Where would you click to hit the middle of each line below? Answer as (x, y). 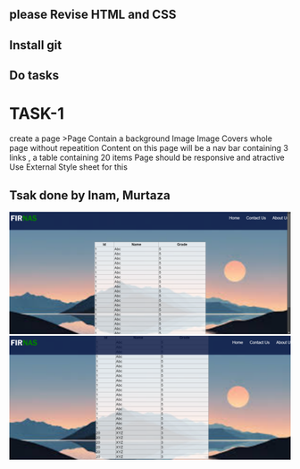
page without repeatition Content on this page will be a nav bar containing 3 (149, 148)
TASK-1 (37, 114)
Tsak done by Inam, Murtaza (90, 195)
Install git (36, 45)
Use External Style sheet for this (68, 167)
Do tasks (34, 75)
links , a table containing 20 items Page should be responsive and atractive (147, 158)
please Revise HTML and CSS (93, 15)
